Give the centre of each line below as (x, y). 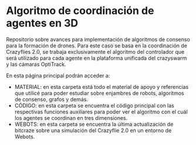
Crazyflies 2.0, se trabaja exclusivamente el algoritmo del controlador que (95, 51)
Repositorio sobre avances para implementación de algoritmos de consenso (98, 39)
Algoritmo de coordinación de (80, 11)
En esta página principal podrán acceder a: (58, 75)
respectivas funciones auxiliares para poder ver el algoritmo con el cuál (101, 112)
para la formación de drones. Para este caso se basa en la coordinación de (97, 46)
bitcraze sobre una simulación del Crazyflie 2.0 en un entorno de (93, 130)
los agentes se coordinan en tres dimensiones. (71, 118)
